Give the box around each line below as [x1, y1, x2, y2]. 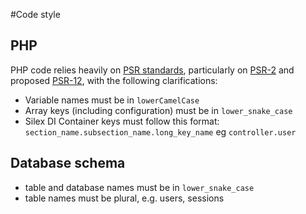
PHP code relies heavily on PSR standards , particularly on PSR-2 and [10, 64, 295, 76]
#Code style [10, 9, 61, 20]
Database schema [10, 155, 126, 172]
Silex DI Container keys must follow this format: [24, 115, 220, 127]
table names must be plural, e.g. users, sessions [24, 192, 225, 204]
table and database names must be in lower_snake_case [24, 181, 255, 193]
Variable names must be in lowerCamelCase [24, 94, 200, 106]
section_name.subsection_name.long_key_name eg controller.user [24, 125, 297, 138]
